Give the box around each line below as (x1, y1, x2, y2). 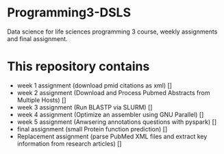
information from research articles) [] (16, 139, 122, 148)
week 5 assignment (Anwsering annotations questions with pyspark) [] (16, 118, 217, 126)
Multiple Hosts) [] (16, 96, 66, 104)
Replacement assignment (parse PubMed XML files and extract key (16, 132, 208, 140)
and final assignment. (7, 34, 68, 42)
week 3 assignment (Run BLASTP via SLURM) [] (16, 103, 153, 111)
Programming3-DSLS (7, 5, 132, 21)
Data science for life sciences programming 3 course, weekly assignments (7, 27, 218, 36)
